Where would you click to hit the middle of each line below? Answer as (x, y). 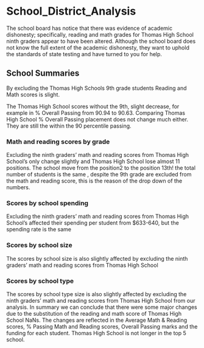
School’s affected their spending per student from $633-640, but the (93, 223)
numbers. (18, 187)
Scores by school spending (47, 203)
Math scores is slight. (33, 94)
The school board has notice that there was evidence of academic (89, 28)
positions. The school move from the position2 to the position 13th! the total (101, 168)
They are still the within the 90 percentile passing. (69, 126)
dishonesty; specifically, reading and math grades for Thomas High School (100, 34)
